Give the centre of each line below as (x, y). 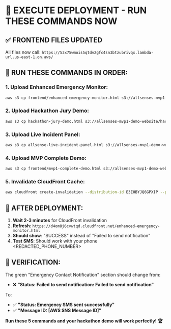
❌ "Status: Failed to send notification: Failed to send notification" (83, 284)
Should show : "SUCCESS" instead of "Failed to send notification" (81, 236)
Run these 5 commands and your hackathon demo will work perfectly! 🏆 (84, 321)
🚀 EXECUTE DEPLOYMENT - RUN (76, 10)
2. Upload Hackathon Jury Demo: (47, 111)
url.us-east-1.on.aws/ (29, 57)
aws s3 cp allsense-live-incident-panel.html (54, 145)
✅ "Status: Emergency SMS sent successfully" (64, 305)
